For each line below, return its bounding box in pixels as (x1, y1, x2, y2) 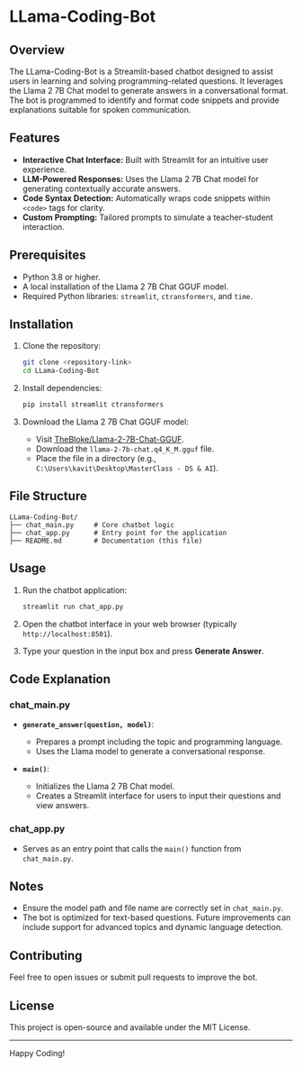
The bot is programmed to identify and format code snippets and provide (9, 95, 280, 105)
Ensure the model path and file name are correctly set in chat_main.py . (22, 903, 284, 914)
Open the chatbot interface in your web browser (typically (22, 618, 237, 629)
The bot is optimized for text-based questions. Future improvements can (22, 912, 291, 923)
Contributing (9, 948, 83, 963)
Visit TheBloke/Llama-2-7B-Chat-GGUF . (35, 434, 184, 445)
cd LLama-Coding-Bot (22, 367, 100, 376)
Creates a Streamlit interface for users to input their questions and (35, 790, 281, 801)
